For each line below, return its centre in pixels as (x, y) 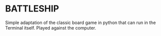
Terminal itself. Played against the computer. (51, 27)
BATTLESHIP (32, 9)
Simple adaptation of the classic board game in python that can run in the (80, 22)
